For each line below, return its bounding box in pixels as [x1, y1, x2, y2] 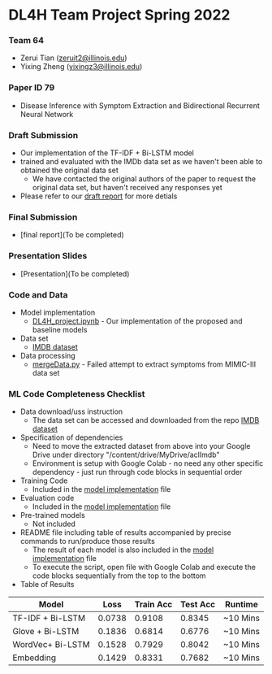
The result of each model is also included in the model [32, 545, 214, 554]
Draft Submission [8, 129, 79, 141]
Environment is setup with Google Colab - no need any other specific [32, 459, 264, 468]
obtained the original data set [19, 165, 119, 176]
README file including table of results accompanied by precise [19, 528, 231, 537]
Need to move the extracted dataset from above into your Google [32, 441, 251, 451]
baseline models [32, 324, 88, 334]
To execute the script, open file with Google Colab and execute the [32, 563, 256, 572]
